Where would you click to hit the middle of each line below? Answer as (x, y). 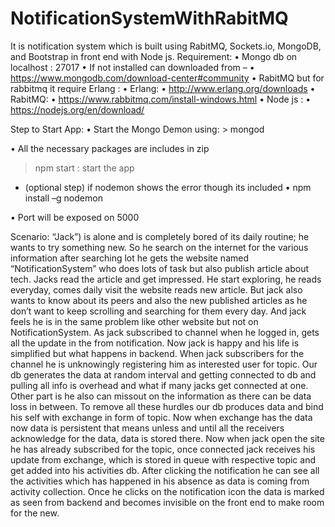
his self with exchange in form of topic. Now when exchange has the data (161, 417)
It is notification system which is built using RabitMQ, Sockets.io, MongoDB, (166, 46)
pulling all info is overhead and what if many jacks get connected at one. (159, 385)
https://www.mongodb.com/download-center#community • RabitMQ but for (167, 78)
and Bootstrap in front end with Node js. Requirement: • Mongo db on (154, 56)
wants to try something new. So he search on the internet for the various (159, 247)
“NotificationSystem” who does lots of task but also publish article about (159, 268)
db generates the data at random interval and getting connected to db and (163, 374)
